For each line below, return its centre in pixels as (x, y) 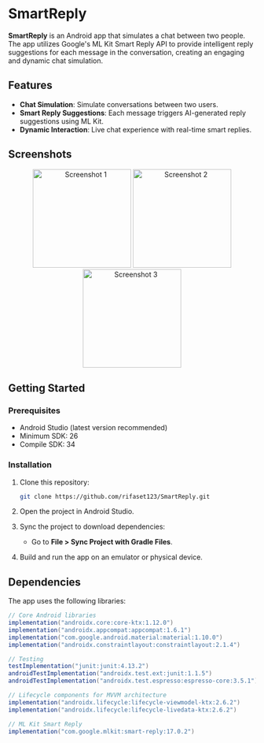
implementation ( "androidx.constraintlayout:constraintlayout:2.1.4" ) (125, 645)
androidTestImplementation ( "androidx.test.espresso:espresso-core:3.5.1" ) (133, 681)
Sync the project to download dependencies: (92, 527)
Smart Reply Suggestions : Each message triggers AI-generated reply (132, 113)
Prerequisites (34, 411)
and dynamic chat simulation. (56, 61)
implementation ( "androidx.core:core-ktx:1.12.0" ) (91, 623)
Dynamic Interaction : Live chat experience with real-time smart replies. (136, 129)
